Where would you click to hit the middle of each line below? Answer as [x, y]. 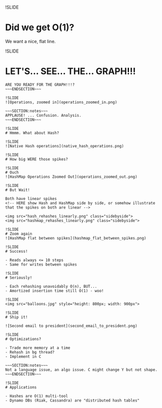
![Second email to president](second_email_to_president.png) [71, 326]
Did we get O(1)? [40, 28]
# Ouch [12, 172]
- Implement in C [23, 356]
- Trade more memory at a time [38, 348]
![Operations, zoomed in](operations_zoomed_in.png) [61, 102]
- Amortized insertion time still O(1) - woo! [54, 291]
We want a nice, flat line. [30, 41]
